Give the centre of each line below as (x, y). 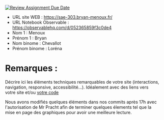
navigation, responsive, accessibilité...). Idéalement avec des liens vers (77, 87)
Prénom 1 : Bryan (29, 38)
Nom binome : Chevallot (37, 43)
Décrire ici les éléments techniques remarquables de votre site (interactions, (82, 82)
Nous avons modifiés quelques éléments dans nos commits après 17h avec (81, 102)
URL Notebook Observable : (41, 22)
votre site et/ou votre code (32, 92)
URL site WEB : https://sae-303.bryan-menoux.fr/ (62, 17)
